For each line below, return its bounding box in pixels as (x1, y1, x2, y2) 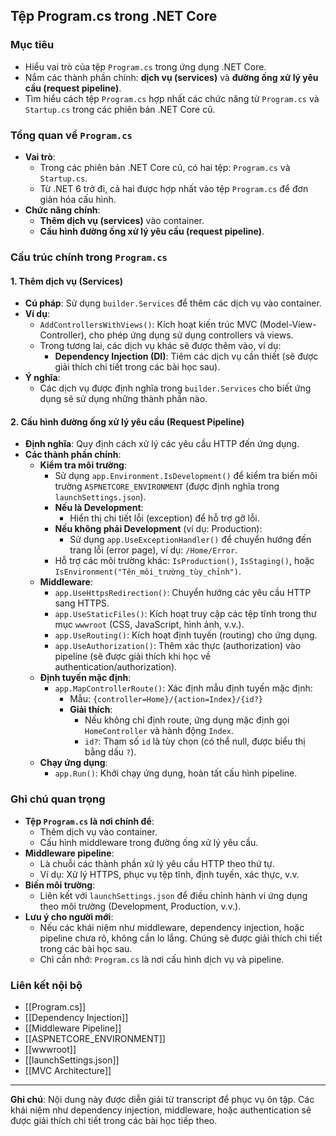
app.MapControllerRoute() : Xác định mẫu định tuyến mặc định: (54, 682, 313, 694)
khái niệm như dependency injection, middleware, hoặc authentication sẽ (10, 1104, 312, 1116)
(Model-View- (259, 319, 317, 331)
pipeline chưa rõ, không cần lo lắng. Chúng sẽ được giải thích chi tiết (39, 932, 323, 944)
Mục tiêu (10, 38, 55, 52)
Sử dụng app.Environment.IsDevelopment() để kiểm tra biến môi (54, 470, 318, 482)
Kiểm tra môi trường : (39, 459, 128, 471)
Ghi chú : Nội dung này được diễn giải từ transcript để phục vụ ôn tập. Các (10, 1093, 315, 1105)
